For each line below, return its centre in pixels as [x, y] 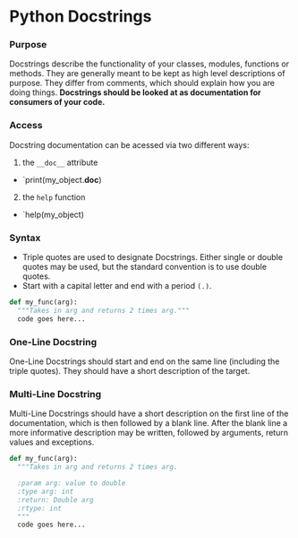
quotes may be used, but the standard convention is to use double [144, 267]
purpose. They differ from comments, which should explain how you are [142, 83]
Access [26, 126]
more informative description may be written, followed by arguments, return [149, 433]
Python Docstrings [81, 17]
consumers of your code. [57, 102]
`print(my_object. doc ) [62, 179]
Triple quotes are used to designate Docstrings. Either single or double [153, 257]
